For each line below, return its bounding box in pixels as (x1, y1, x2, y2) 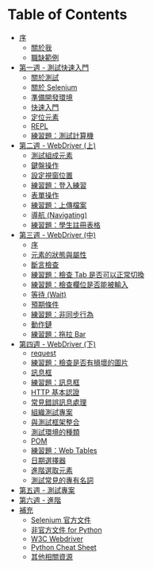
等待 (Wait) (30, 289, 67, 299)
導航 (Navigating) (30, 210, 88, 219)
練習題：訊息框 (30, 377, 80, 387)
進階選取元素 (30, 465, 73, 474)
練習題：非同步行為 (30, 309, 94, 319)
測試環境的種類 (30, 427, 80, 436)
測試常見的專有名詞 (30, 475, 94, 485)
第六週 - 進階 (18, 495, 62, 505)
